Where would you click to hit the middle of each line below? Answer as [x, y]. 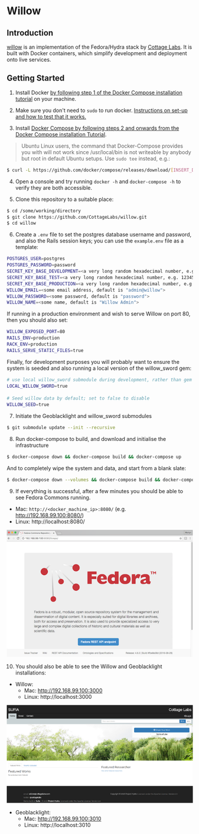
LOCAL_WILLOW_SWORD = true [37, 386]
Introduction [30, 33]
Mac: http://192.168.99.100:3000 [63, 690]
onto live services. [29, 60]
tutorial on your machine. [45, 98]
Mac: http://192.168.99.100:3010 [63, 819]
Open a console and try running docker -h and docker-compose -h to [98, 181]
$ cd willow [21, 223]
